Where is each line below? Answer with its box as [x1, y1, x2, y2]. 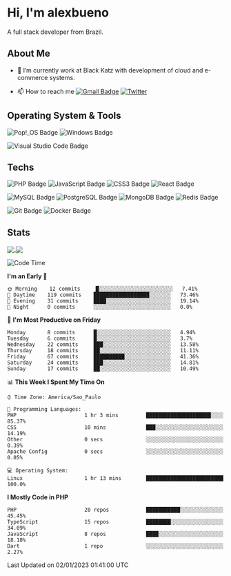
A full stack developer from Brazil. [7, 28, 103, 36]
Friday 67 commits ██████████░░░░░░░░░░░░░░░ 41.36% [7, 354, 199, 361]
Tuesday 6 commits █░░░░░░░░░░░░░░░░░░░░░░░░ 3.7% [7, 335, 193, 343]
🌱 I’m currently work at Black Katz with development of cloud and [17, 66, 203, 74]
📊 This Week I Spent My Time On [7, 378, 105, 386]
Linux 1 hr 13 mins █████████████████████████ [7, 475, 224, 482]
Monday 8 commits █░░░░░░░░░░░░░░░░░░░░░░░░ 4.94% [7, 329, 196, 336]
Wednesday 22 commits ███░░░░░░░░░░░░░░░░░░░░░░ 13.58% [7, 341, 199, 348]
